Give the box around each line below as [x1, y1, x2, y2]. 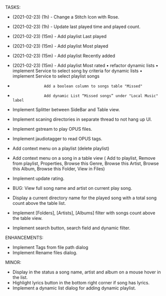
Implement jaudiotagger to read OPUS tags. [12, 136, 102, 142]
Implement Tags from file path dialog [12, 244, 88, 250]
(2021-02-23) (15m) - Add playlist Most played [12, 43, 108, 49]
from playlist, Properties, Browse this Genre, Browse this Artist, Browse [12, 160, 159, 166]
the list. [12, 274, 28, 280]
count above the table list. [12, 200, 66, 206]
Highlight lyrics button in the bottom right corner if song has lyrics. [12, 280, 150, 285]
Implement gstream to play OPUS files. [12, 126, 92, 132]
